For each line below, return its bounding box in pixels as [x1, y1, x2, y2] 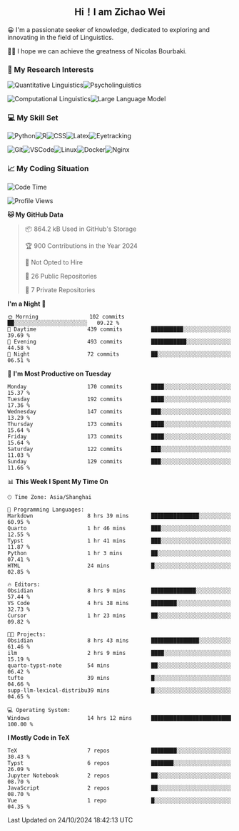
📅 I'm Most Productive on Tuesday [7, 369, 112, 378]
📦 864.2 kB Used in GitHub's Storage [24, 224, 137, 233]
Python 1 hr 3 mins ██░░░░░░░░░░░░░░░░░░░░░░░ [7, 549, 232, 557]
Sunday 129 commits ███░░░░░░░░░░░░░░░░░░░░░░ [7, 458, 232, 465]
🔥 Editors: [7, 581, 41, 588]
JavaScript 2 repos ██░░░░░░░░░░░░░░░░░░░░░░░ [7, 784, 232, 792]
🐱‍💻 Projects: [7, 631, 46, 638]
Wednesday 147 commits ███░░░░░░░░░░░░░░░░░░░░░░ [7, 408, 232, 415]
